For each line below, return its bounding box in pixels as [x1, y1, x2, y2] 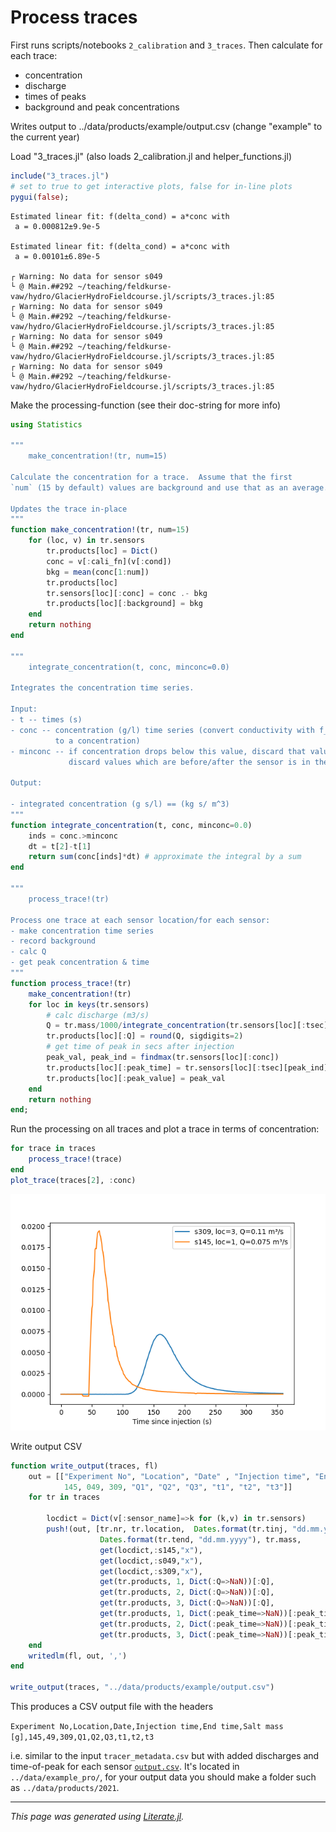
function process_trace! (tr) [10, 978, 132, 988]
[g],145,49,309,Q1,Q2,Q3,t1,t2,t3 [10, 1732, 155, 1743]
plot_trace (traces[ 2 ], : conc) [10, 1175, 137, 1185]
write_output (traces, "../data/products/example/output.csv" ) [10, 1682, 275, 1693]
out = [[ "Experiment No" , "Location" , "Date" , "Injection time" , [28, 1471, 311, 1481]
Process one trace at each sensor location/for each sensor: [10, 915, 271, 925]
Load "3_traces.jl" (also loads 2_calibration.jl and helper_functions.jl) [10, 150, 293, 162]
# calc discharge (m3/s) [46, 1010, 150, 1020]
